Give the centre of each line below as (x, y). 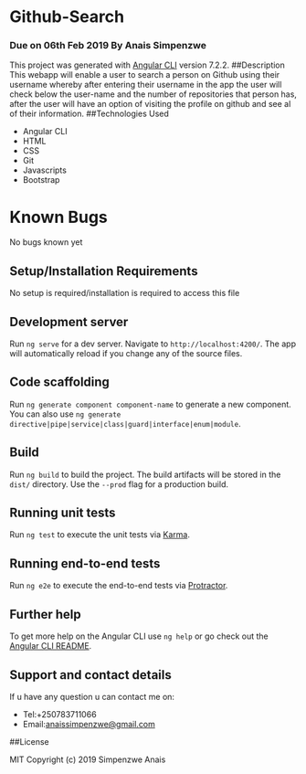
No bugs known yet (46, 242)
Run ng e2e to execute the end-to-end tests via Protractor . (119, 586)
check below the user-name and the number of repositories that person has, (153, 94)
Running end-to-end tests (85, 563)
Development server (69, 322)
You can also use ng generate (65, 414)
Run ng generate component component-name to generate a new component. (151, 404)
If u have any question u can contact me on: (92, 696)
